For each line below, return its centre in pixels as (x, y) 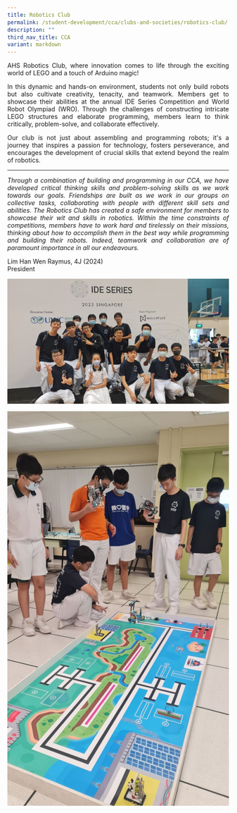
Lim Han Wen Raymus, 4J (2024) (55, 261)
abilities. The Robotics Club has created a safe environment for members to (118, 211)
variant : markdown (34, 45)
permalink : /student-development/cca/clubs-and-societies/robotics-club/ (118, 22)
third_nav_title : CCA (39, 37)
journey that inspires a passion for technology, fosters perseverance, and (118, 145)
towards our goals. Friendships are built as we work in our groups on (118, 196)
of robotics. (24, 160)
